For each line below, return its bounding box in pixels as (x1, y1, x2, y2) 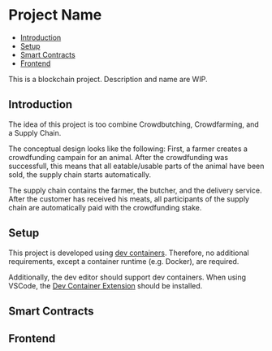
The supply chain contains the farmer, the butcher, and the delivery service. (8, 185, 262, 195)
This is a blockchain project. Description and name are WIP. (8, 74, 208, 84)
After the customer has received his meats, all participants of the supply (8, 193, 250, 204)
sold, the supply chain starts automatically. (8, 169, 152, 180)
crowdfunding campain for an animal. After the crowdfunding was (8, 152, 229, 162)
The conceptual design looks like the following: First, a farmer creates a (8, 144, 248, 154)
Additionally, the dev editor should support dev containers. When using (8, 272, 246, 282)
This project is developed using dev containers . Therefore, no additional (8, 248, 249, 258)
